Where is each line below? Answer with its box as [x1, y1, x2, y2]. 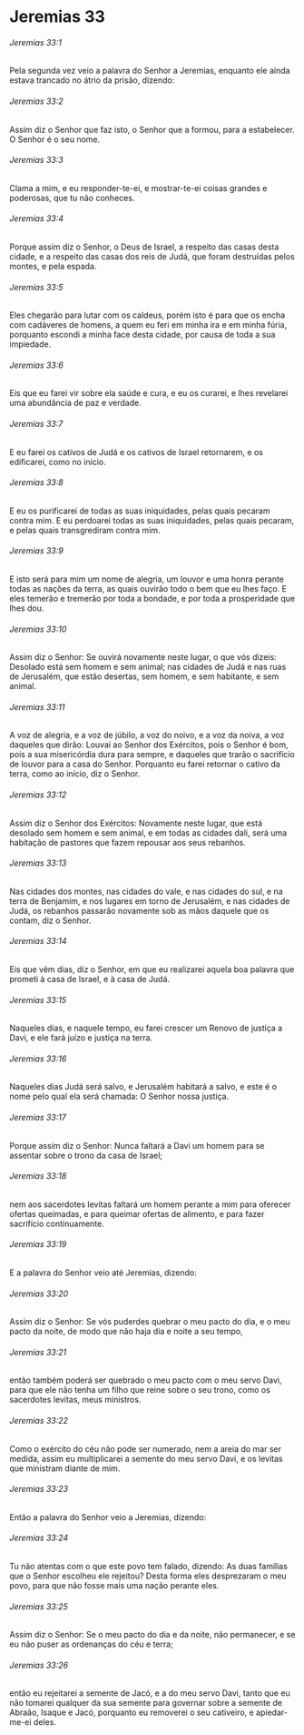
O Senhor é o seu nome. [9, 134, 101, 145]
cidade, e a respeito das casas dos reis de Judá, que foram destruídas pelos [9, 251, 295, 261]
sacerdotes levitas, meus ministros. [9, 1395, 142, 1405]
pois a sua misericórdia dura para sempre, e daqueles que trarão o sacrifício [9, 749, 295, 760]
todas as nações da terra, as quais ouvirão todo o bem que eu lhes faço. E [9, 583, 288, 594]
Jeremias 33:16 [9, 1053, 67, 1064]
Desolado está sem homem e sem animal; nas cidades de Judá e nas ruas [9, 662, 287, 673]
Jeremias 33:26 [9, 1659, 69, 1670]
